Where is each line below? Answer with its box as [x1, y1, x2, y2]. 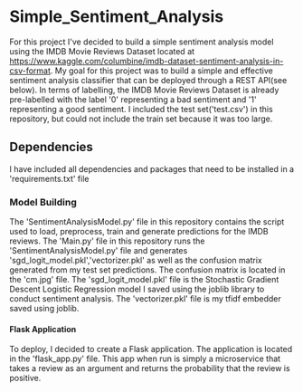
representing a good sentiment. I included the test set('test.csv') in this [9, 103, 273, 114]
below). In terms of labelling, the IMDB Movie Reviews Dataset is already [9, 84, 279, 95]
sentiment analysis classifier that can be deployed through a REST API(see [9, 74, 288, 85]
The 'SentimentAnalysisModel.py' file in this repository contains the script [9, 216, 285, 227]
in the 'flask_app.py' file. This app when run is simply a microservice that [9, 353, 281, 364]
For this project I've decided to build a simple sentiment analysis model [9, 36, 274, 47]
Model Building [9, 196, 77, 208]
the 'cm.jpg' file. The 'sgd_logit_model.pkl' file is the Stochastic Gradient [9, 274, 279, 285]
